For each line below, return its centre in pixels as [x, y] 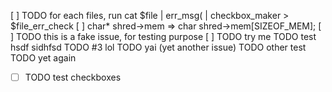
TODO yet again [43, 58]
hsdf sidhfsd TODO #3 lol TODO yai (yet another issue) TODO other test [158, 47]
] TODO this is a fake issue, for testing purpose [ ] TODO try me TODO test [163, 36]
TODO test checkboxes [73, 77]
